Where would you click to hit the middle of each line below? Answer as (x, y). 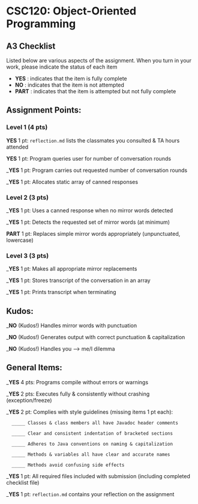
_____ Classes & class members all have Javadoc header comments (95, 423)
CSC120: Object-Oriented (71, 11)
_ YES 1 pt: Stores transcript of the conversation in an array (79, 280)
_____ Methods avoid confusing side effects (68, 465)
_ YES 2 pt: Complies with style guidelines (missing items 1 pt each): (90, 412)
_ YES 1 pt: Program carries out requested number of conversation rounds (97, 170)
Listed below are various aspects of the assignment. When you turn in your (99, 60)
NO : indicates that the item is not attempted (70, 85)
